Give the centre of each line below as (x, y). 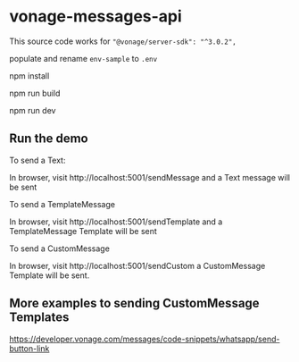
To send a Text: (37, 160)
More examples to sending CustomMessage (135, 303)
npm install (29, 76)
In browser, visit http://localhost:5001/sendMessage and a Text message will (149, 177)
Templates (39, 318)
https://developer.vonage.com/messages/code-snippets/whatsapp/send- (145, 339)
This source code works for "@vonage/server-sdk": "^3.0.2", (123, 41)
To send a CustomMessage (59, 248)
